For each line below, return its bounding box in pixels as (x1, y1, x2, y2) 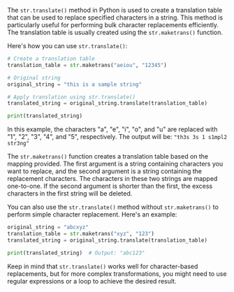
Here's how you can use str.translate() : (7, 42, 128, 50)
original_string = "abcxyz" (7, 224, 89, 231)
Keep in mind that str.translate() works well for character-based (7, 262, 198, 270)
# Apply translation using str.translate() (7, 94, 136, 101)
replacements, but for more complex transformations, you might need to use (7, 269, 227, 278)
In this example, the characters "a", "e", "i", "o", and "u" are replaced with (7, 125, 218, 133)
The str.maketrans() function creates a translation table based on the (7, 152, 209, 161)
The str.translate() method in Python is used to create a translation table (7, 6, 223, 14)
